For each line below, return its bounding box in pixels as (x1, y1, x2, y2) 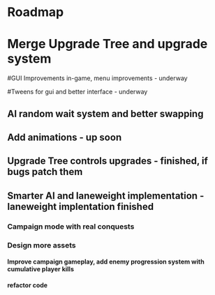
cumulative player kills (7, 265, 75, 273)
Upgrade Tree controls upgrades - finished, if (7, 155, 208, 167)
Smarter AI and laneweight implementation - (7, 190, 205, 202)
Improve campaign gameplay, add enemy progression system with (7, 257, 205, 266)
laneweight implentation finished (7, 200, 154, 213)
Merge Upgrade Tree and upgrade (7, 36, 208, 52)
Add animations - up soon (7, 131, 122, 143)
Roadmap (7, 4, 64, 20)
